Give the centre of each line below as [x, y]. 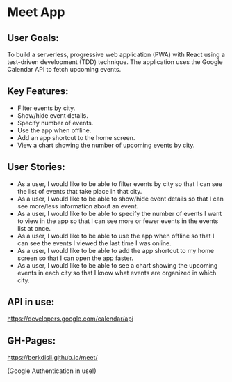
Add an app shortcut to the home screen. [76, 137]
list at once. [34, 228]
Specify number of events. [55, 123]
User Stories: [36, 167]
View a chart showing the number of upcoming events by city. [106, 145]
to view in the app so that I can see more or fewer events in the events [118, 221]
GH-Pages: [32, 341]
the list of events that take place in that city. [80, 191]
